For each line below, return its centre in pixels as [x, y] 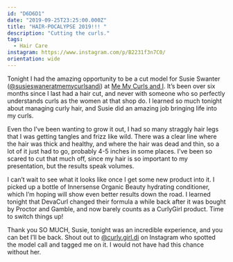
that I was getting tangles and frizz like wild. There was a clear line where [112, 136]
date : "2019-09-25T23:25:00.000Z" [57, 20]
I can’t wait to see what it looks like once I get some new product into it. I [111, 179]
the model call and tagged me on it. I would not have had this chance [106, 245]
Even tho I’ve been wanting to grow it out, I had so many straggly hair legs [113, 129]
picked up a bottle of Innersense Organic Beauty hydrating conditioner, [109, 187]
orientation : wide [34, 59]
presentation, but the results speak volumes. [71, 166]
